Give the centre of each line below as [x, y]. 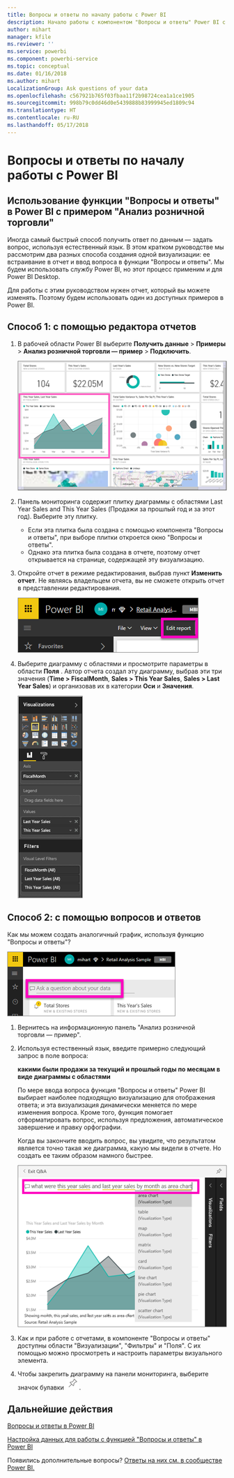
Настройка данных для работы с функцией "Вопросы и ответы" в [105, 1440]
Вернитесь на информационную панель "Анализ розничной [106, 1027]
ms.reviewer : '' [31, 44]
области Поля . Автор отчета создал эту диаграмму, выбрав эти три [120, 671]
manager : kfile [29, 37]
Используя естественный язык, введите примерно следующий [111, 1048]
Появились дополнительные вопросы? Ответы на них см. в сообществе [115, 1461]
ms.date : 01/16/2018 [37, 73]
